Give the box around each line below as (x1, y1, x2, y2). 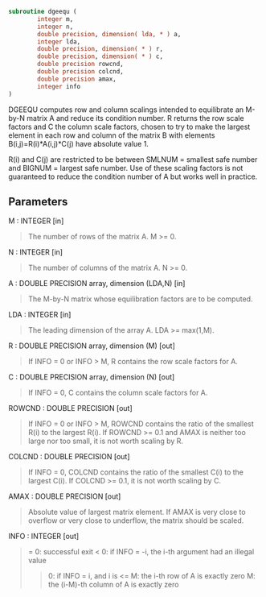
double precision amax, (37, 75, 117, 83)
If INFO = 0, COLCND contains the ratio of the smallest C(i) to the (27, 467, 243, 477)
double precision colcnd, (37, 68, 125, 76)
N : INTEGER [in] (8, 247, 63, 257)
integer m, (37, 15, 74, 23)
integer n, (37, 23, 74, 31)
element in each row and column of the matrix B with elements (8, 130, 215, 140)
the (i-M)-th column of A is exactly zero (47, 580, 179, 590)
